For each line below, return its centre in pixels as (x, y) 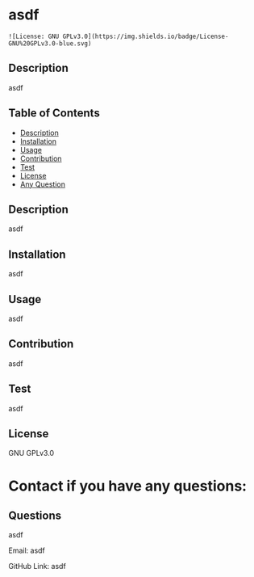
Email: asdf (27, 550)
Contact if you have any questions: (128, 486)
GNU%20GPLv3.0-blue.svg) (50, 43)
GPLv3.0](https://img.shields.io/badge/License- (146, 36)
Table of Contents (54, 114)
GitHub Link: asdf (37, 566)
